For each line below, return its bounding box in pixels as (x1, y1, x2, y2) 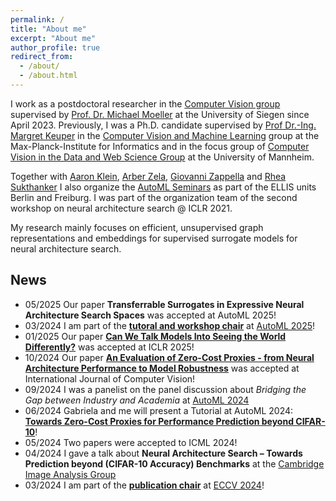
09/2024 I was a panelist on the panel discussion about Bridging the (24, 383, 307, 395)
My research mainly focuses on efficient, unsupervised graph (10, 221, 264, 233)
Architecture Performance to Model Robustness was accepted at (24, 362, 300, 374)
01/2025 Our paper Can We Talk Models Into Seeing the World (24, 330, 287, 342)
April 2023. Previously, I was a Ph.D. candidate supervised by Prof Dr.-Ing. (10, 119, 317, 131)
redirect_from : (10, 52, 74, 62)
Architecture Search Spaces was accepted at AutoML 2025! (24, 309, 277, 321)
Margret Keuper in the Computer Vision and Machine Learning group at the (10, 129, 320, 141)
